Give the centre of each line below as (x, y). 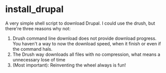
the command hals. (33, 49)
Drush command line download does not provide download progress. (85, 38)
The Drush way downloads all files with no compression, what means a (86, 54)
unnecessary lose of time (39, 59)
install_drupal (35, 9)
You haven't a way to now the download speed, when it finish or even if (87, 43)
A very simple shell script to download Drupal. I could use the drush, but (80, 23)
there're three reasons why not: (38, 28)
